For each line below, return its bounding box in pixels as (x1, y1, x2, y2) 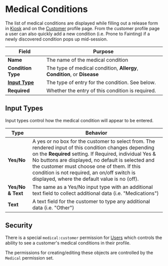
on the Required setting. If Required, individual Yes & (32, 150, 156, 157)
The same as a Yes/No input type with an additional (32, 183, 153, 190)
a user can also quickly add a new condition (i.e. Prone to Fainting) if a (5, 31, 150, 37)
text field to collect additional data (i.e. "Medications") (32, 189, 159, 196)
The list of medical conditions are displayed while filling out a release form (5, 20, 158, 26)
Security (5, 221, 32, 230)
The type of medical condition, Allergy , (46, 64, 138, 71)
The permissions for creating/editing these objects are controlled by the (5, 249, 153, 255)
